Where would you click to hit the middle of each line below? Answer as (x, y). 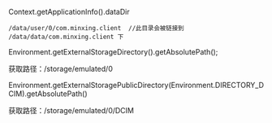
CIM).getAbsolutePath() (48, 94)
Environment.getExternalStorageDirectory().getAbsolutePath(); (113, 52)
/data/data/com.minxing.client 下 (66, 37)
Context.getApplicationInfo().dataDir (69, 12)
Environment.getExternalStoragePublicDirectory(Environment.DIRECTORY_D (136, 85)
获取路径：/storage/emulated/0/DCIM (71, 110)
